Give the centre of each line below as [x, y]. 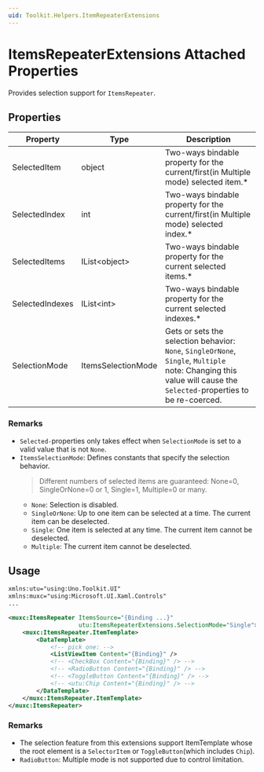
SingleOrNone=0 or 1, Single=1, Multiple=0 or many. [123, 489]
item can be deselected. [70, 521]
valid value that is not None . [63, 449]
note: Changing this [201, 371]
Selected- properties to [207, 390]
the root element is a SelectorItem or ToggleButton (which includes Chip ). [137, 751]
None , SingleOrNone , [200, 351]
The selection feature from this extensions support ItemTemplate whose [136, 742]
